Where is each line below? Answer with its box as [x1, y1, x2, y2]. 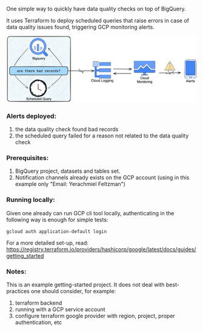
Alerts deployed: [6, 112, 56, 120]
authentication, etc [15, 319, 62, 326]
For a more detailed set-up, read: [6, 239, 89, 246]
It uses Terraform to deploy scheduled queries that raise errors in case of [6, 17, 190, 24]
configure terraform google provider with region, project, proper [15, 312, 176, 319]
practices [6, 287, 30, 294]
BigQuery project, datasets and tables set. [15, 167, 121, 175]
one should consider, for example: [31, 287, 116, 294]
